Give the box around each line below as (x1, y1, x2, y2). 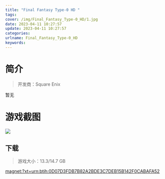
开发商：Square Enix (17, 81, 61, 87)
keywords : (5, 40, 26, 45)
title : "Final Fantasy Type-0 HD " (5, 7, 80, 13)
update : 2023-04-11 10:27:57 (5, 26, 67, 31)
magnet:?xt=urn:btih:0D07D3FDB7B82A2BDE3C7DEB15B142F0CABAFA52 (5, 168, 160, 174)
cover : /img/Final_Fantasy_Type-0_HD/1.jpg (5, 17, 98, 22)
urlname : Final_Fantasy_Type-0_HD (5, 36, 78, 41)
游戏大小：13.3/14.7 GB (17, 158, 66, 164)
